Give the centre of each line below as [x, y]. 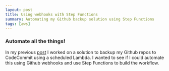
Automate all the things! [35, 41]
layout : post [19, 10]
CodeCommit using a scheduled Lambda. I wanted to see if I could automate [85, 57]
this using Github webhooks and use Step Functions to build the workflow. [82, 62]
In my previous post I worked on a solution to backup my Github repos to [81, 52]
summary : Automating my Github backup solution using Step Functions [80, 19]
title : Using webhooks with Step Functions [52, 14]
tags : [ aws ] [18, 24]
